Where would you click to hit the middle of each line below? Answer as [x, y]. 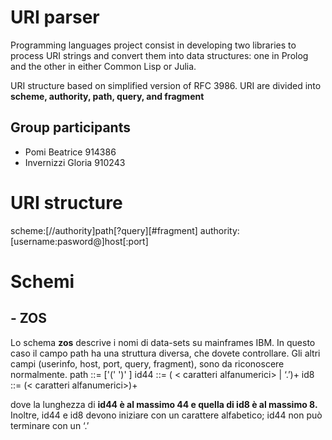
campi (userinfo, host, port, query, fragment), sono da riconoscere [147, 363]
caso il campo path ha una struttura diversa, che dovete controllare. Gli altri [165, 353]
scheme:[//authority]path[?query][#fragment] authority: [125, 230]
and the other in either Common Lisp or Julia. [103, 66]
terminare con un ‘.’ [50, 425]
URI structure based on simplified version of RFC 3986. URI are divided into [166, 85]
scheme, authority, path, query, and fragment [107, 96]
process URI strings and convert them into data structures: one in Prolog [159, 55]
